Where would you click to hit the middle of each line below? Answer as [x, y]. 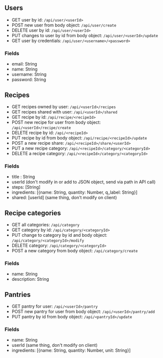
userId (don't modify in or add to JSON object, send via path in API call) [83, 182]
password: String [29, 80]
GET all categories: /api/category [46, 225]
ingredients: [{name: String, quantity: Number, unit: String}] [71, 350]
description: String [30, 279]
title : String [23, 177]
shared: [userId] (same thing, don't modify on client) [64, 198]
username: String [29, 74]
